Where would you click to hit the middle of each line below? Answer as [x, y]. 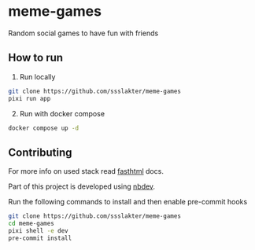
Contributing [40, 152]
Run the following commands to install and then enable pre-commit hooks [128, 202]
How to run [36, 58]
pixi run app [30, 98]
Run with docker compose [62, 113]
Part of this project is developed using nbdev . [82, 186]
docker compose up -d [44, 128]
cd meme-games [31, 224]
